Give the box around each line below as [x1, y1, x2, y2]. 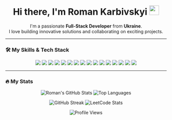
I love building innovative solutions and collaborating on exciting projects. [9, 28, 163, 34]
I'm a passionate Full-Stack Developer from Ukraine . [30, 23, 142, 29]
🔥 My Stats [5, 78, 33, 85]
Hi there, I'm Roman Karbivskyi [12, 6, 147, 18]
